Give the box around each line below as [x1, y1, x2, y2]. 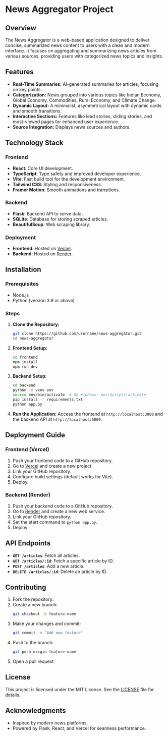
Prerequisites [5, 280, 39, 288]
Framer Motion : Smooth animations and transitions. [12, 187, 120, 193]
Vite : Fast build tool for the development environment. [12, 176, 125, 182]
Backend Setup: [12, 373, 47, 379]
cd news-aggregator [12, 335, 54, 341]
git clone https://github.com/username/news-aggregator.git [12, 331, 142, 336]
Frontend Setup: [12, 345, 48, 351]
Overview [5, 24, 37, 32]
